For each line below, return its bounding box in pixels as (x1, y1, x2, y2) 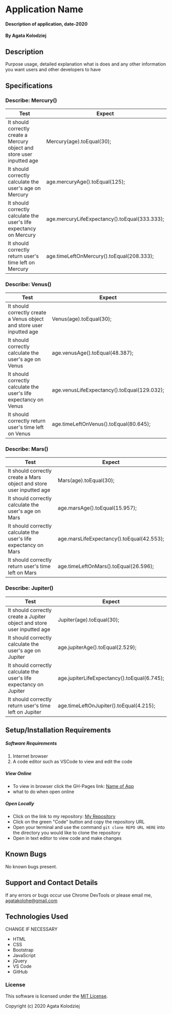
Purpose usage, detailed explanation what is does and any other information (5, 61, 166, 67)
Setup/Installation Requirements (5, 726, 111, 735)
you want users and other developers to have (5, 67, 101, 73)
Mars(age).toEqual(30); (58, 477, 115, 484)
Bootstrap (12, 947, 34, 953)
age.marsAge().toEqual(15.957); (58, 504, 137, 512)
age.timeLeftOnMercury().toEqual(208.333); (46, 252, 154, 259)
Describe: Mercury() (5, 96, 57, 104)
